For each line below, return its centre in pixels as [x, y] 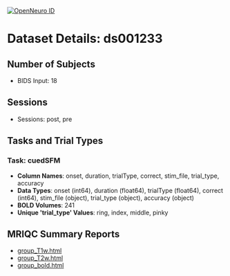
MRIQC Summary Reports [64, 234]
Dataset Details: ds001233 [85, 39]
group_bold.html [40, 266]
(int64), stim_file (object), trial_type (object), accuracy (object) [106, 198]
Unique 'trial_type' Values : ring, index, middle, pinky [93, 212]
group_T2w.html [40, 258]
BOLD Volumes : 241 [46, 205]
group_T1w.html [39, 251]
